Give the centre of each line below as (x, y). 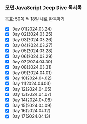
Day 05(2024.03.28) (32, 51)
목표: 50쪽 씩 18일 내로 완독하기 (35, 19)
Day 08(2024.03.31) (32, 67)
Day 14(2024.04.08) (32, 100)
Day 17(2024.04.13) (31, 116)
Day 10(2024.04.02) (32, 78)
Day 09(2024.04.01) (32, 72)
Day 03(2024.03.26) (32, 40)
